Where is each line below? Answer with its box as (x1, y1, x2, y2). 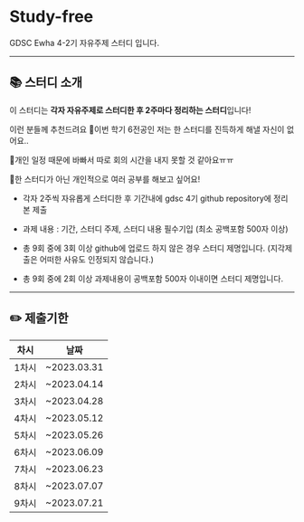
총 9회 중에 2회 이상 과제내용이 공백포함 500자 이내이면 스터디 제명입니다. (22, 273, 283, 284)
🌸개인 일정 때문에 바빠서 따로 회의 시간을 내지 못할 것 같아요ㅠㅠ (9, 154, 234, 165)
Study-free (9, 6, 94, 27)
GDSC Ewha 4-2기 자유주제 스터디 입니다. (9, 37, 160, 48)
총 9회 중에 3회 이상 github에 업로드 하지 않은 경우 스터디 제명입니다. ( (22, 242, 271, 253)
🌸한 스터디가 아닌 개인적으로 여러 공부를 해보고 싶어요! (9, 174, 201, 185)
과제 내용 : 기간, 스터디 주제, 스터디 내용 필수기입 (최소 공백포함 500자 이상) (22, 223, 289, 234)
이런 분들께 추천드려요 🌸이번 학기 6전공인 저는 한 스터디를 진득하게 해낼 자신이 (9, 124, 285, 135)
